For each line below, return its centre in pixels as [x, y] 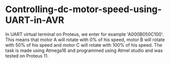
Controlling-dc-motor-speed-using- [83, 9]
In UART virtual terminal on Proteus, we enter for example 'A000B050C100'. [84, 34]
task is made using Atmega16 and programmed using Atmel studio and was [84, 50]
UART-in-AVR [35, 20]
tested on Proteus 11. [27, 56]
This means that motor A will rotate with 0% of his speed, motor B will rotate [85, 40]
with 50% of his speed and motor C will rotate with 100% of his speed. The [84, 45]
